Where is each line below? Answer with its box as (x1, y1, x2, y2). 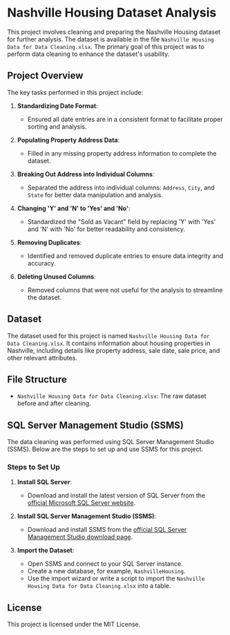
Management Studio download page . (27, 533, 133, 541)
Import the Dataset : (17, 546, 75, 555)
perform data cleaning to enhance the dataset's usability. (7, 50, 170, 58)
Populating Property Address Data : (17, 136, 120, 144)
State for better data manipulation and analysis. (27, 190, 164, 199)
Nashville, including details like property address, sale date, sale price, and (7, 346, 220, 354)
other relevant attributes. (7, 353, 78, 362)
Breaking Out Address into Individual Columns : (17, 169, 155, 178)
